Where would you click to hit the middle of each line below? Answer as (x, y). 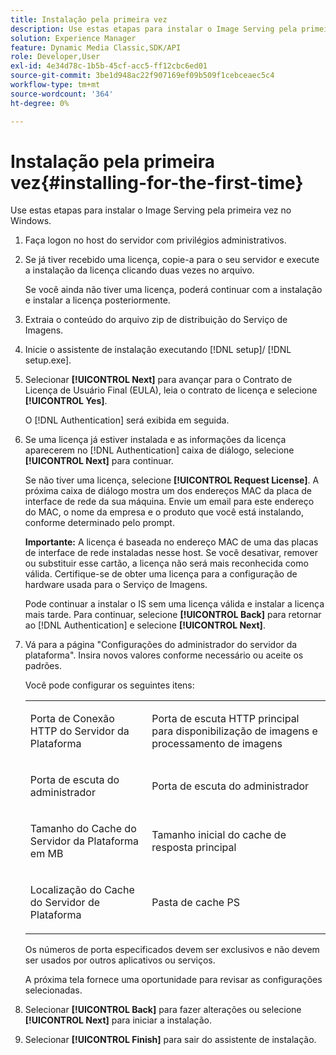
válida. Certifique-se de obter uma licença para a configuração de (161, 574)
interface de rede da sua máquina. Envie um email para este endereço (169, 502)
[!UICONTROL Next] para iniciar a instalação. (118, 1020)
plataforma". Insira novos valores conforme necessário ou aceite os (164, 655)
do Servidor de (65, 903)
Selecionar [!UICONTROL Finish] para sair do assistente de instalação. (170, 1040)
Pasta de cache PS (195, 903)
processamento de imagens (217, 744)
